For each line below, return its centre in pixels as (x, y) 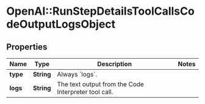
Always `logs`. (77, 74)
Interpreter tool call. (85, 92)
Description (115, 64)
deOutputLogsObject (61, 24)
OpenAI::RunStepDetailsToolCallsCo (101, 11)
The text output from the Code (101, 84)
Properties (27, 47)
